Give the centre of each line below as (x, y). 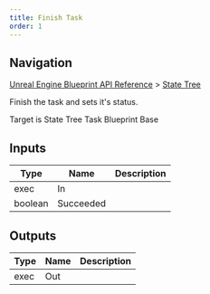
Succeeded (82, 204)
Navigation (41, 63)
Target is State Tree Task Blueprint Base (84, 119)
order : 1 (26, 26)
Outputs (33, 236)
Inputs (28, 148)
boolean (31, 204)
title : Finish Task (46, 18)
